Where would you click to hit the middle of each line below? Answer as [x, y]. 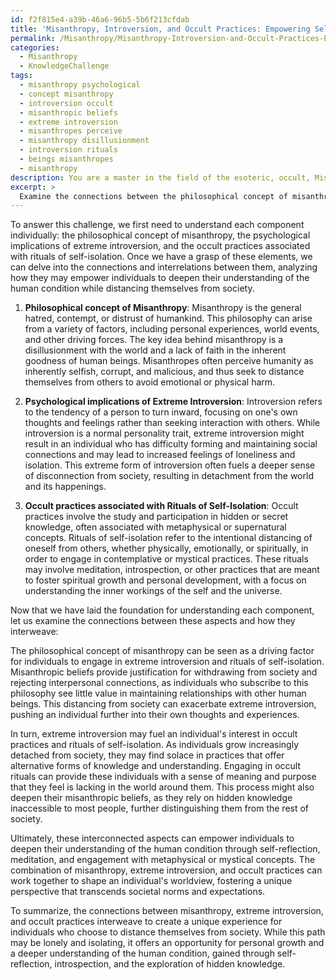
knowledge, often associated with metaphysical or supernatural [155, 527]
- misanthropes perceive [71, 131]
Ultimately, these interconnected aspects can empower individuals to [152, 838]
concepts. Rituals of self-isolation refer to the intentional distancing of [168, 538]
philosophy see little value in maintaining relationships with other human [158, 693]
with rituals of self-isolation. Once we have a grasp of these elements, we [161, 257]
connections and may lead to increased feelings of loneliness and [160, 455]
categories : [35, 47]
